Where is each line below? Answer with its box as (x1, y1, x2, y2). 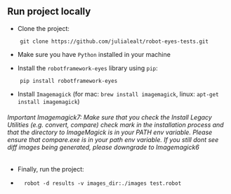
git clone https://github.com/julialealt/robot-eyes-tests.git (20, 38, 209, 45)
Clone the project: (17, 24, 70, 32)
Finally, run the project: (17, 165, 84, 174)
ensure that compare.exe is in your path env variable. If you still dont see (7, 136, 219, 144)
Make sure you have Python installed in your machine (17, 50, 171, 58)
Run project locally (7, 6, 91, 18)
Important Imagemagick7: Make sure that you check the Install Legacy (7, 113, 212, 122)
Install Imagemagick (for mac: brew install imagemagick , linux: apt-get (17, 89, 219, 98)
